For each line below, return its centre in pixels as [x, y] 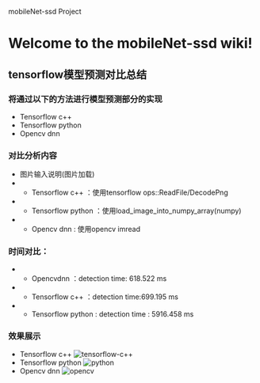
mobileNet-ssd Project [45, 11]
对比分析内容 [33, 155]
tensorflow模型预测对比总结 [78, 74]
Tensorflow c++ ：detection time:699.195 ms [105, 297]
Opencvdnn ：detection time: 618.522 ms [99, 279]
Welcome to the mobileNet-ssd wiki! [130, 44]
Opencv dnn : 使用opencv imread [86, 229]
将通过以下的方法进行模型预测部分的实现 [85, 99]
